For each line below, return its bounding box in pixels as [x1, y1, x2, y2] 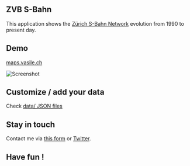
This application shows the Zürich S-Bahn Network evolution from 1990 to [6, 20, 184, 27]
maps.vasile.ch [6, 58, 43, 66]
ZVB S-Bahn [6, 5, 52, 15]
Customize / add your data [6, 87, 105, 97]
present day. [6, 26, 36, 33]
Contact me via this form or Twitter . [6, 135, 92, 142]
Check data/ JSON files [6, 102, 63, 110]
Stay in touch [6, 119, 56, 129]
